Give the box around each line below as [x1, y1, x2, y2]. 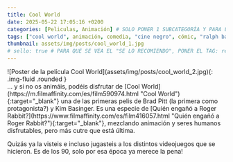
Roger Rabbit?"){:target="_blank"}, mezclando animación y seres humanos [7, 119, 221, 127]
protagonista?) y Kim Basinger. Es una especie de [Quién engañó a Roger [7, 105, 217, 112]
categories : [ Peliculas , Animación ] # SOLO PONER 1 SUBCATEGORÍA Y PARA [7, 26, 222, 33]
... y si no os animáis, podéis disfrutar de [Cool [7, 82, 140, 90]
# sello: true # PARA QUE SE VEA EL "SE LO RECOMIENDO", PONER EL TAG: [7, 48, 218, 55]
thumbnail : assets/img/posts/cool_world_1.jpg [7, 40, 144, 48]
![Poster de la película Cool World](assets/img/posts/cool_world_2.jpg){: [7, 68, 214, 75]
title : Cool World [7, 11, 60, 18]
